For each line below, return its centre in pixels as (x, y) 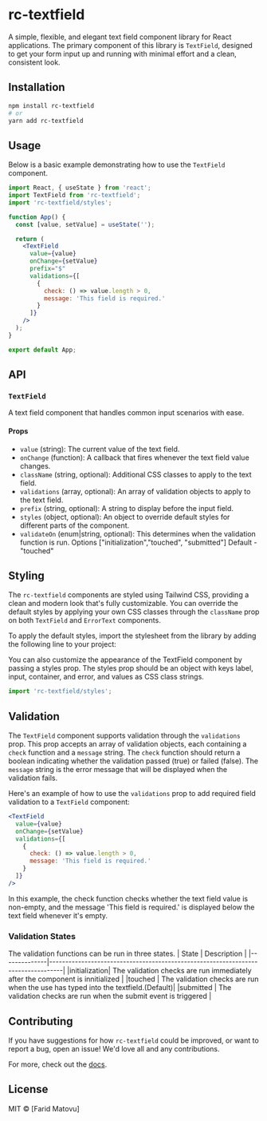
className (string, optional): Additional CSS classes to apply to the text (136, 474)
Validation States (42, 936)
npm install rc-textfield (51, 105)
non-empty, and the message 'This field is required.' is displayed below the (132, 907)
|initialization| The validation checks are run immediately (160, 971)
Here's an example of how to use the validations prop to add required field (132, 794)
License (28, 1089)
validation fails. (33, 778)
